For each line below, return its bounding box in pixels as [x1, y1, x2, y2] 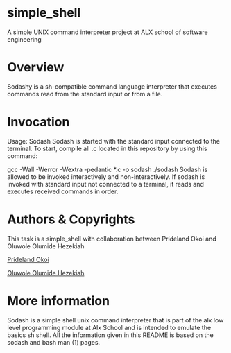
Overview [7, 60, 65, 76]
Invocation [7, 114, 70, 130]
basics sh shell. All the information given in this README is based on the [7, 331, 214, 339]
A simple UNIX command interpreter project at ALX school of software [7, 28, 208, 36]
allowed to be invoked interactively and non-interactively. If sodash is [7, 172, 205, 181]
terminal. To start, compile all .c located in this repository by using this [7, 144, 207, 153]
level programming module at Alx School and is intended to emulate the [7, 323, 212, 332]
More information [7, 293, 110, 309]
